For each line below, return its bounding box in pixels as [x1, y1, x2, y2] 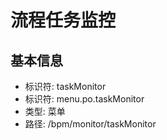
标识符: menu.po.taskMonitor [24, 93, 145, 105]
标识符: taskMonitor [24, 81, 107, 92]
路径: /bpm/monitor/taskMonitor [24, 118, 157, 130]
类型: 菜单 [24, 106, 66, 117]
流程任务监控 [10, 9, 117, 32]
